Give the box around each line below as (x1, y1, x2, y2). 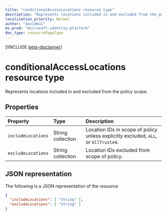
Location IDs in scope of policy (85, 126, 158, 133)
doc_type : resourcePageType (5, 30, 64, 35)
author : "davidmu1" (5, 21, 46, 26)
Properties (5, 103, 39, 111)
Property (7, 117, 29, 124)
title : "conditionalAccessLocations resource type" (5, 7, 114, 12)
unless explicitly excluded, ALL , (85, 132, 158, 139)
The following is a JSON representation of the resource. (5, 183, 119, 189)
